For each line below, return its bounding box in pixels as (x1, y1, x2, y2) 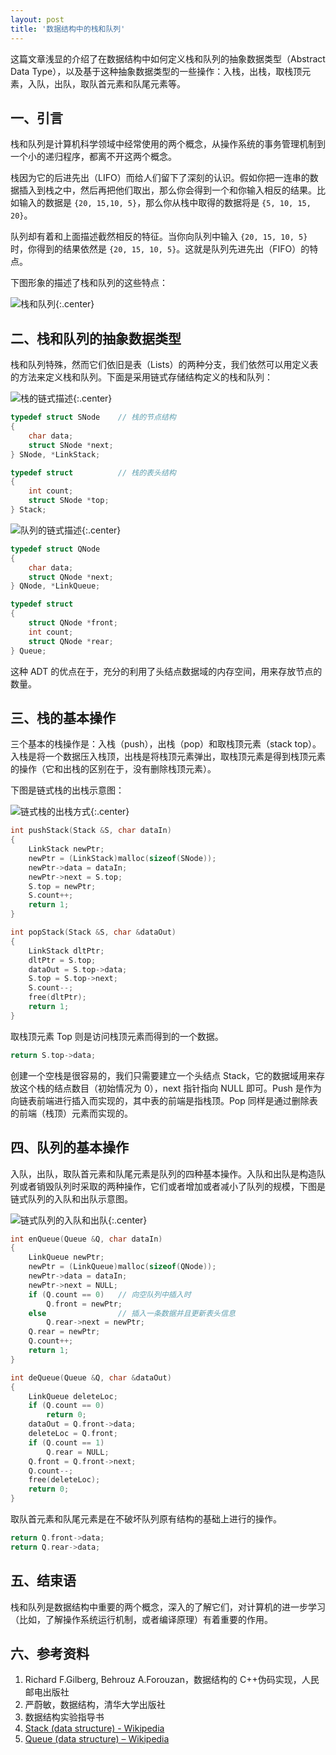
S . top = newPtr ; (28, 881, 97, 891)
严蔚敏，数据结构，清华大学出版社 (24, 1699, 166, 1711)
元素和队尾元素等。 (106, 77, 186, 90)
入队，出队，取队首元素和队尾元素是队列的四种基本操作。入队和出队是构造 (10, 1167, 317, 1180)
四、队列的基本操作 (10, 1139, 129, 1156)
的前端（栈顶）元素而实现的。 (10, 1107, 133, 1119)
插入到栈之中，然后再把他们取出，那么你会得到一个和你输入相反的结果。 (18, 184, 317, 196)
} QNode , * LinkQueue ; (10, 581, 101, 591)
